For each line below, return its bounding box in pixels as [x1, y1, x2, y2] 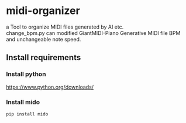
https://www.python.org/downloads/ [6, 83, 94, 90]
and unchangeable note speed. [6, 36, 81, 43]
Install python [6, 70, 46, 78]
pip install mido [6, 111, 49, 117]
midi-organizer [6, 4, 80, 17]
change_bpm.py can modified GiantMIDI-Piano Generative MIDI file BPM [6, 29, 181, 36]
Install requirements [6, 52, 81, 62]
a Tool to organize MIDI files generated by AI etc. [6, 23, 124, 30]
